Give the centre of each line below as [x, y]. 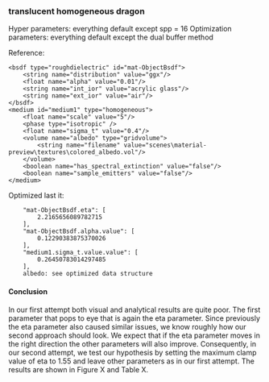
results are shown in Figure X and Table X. [79, 369]
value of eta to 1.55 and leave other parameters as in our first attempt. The [132, 361]
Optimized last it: [36, 196]
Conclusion [28, 291]
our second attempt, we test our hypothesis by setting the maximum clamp [132, 352]
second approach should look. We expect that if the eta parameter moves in [134, 335]
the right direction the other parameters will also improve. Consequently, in [132, 343]
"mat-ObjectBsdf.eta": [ [64, 210]
